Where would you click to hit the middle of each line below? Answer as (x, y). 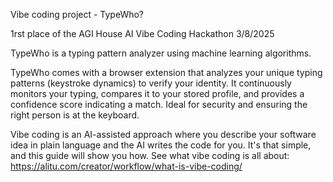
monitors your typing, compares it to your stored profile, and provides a (157, 93)
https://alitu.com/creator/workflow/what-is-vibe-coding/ (126, 166)
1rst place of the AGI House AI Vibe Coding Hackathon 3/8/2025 (142, 33)
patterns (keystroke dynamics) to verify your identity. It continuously (151, 83)
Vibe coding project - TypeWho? (77, 14)
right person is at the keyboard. (75, 115)
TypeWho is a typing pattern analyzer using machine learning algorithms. (161, 53)
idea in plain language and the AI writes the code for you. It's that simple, (161, 145)
